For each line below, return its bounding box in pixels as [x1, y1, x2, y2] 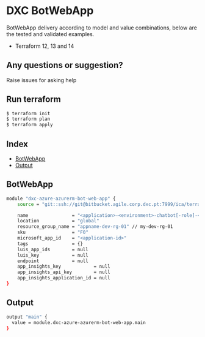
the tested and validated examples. [6, 30, 95, 37]
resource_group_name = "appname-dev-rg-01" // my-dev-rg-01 [17, 224, 173, 230]
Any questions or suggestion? [6, 60, 123, 70]
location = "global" [17, 218, 99, 224]
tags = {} [17, 240, 84, 247]
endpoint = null [17, 258, 88, 264]
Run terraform [6, 94, 61, 105]
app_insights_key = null [17, 263, 111, 270]
